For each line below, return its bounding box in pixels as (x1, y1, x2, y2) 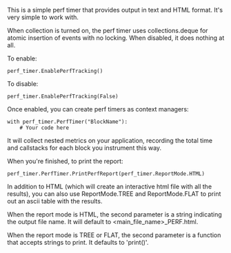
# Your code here (19, 124, 70, 131)
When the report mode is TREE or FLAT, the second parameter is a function (7, 231, 221, 239)
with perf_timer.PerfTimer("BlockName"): (7, 118, 128, 125)
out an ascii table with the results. (7, 197, 103, 205)
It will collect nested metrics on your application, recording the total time (7, 137, 212, 144)
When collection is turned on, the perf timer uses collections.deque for (7, 27, 208, 34)
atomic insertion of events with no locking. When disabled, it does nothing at (7, 34, 225, 42)
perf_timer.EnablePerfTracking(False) (7, 93, 119, 100)
